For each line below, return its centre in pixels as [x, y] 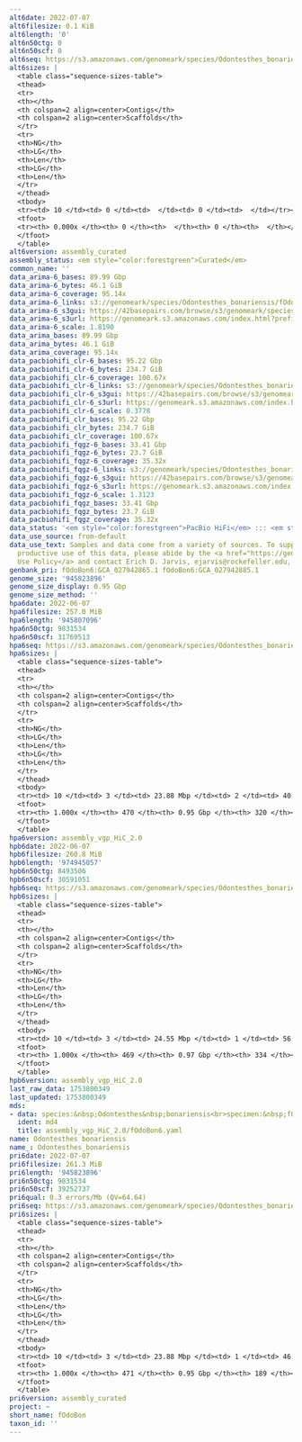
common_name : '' [40, 269]
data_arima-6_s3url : [48, 319]
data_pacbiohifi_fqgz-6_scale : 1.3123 [82, 495]
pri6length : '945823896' [56, 1172]
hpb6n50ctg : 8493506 [48, 871]
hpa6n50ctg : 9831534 [48, 628]
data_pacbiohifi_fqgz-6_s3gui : [68, 478]
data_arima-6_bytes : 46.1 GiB [66, 285]
